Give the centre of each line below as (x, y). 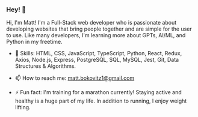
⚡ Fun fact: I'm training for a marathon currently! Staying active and (98, 92)
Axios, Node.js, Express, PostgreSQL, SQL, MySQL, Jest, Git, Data (97, 60)
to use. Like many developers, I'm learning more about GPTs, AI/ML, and (96, 35)
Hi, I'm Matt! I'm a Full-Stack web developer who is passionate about (91, 23)
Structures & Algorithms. (45, 66)
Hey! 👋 (16, 10)
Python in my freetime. (34, 42)
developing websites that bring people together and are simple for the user (99, 29)
